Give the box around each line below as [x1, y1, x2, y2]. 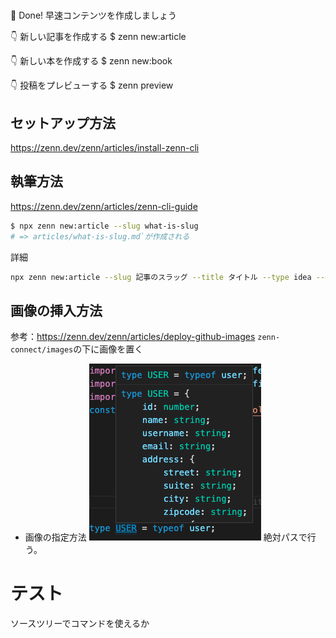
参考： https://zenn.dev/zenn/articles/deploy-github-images [10, 331, 256, 343]
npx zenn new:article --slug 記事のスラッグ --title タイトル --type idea [10, 272, 312, 282]
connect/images [10, 345, 74, 355]
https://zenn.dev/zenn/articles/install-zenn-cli [10, 142, 200, 153]
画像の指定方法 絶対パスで [24, 531, 308, 543]
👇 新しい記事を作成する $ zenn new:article [10, 31, 187, 43]
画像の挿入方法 [10, 302, 103, 319]
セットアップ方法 [10, 114, 116, 132]
